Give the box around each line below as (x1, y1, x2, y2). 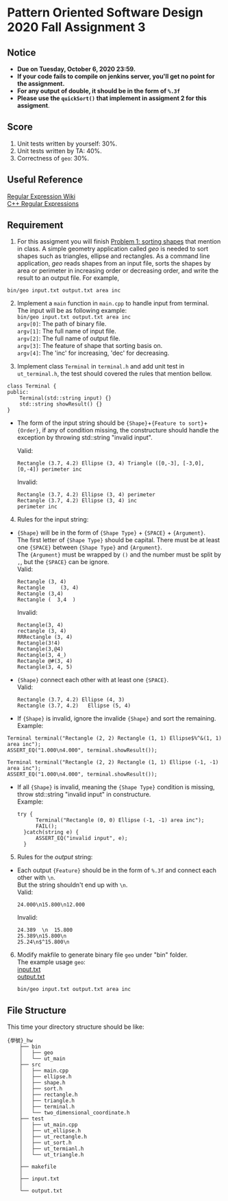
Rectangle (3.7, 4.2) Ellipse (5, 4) (16, 702, 131, 710)
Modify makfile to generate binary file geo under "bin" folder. (16, 951, 188, 959)
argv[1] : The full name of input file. (16, 327, 116, 336)
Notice (7, 47, 36, 58)
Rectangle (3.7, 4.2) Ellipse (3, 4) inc (16, 498, 137, 504)
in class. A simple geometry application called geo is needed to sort (16, 245, 209, 253)
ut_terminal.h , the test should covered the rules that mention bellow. (16, 369, 212, 378)
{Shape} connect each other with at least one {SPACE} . (16, 676, 169, 684)
